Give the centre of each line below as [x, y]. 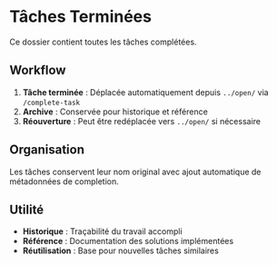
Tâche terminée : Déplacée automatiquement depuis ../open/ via [146, 92]
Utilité [27, 209]
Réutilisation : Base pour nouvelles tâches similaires [121, 250]
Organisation [47, 150]
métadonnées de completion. [64, 181]
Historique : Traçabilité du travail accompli [103, 231]
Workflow [38, 70]
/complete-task [51, 103]
